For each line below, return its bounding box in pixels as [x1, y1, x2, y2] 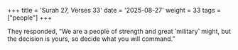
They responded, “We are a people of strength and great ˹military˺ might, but [7, 27, 231, 35]
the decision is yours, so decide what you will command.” [7, 35, 175, 43]
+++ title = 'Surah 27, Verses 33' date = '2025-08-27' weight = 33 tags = [7, 6, 222, 14]
